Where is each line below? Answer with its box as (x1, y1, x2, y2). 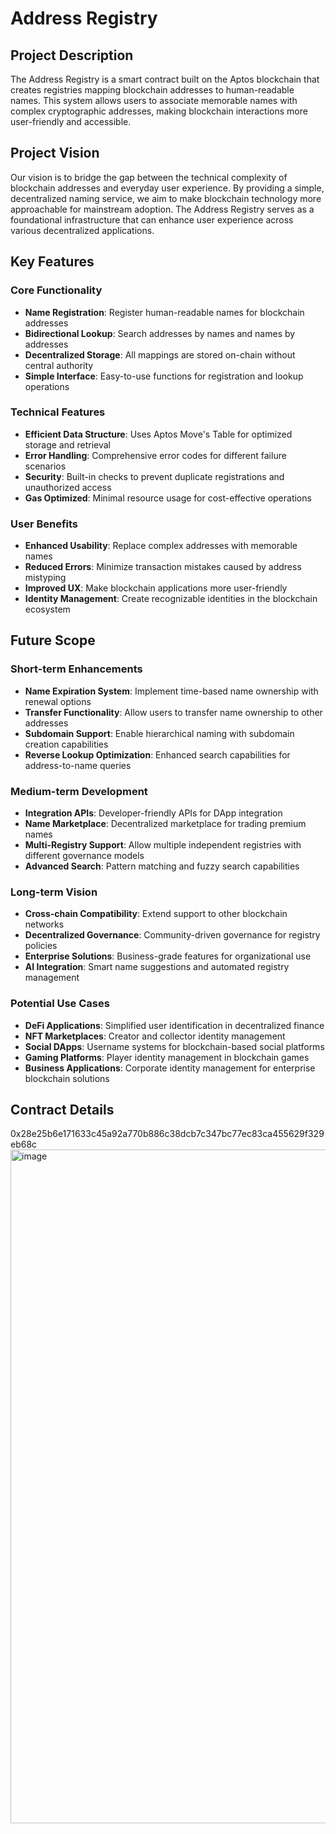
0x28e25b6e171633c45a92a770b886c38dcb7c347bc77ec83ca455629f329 (10, 1128, 325, 1140)
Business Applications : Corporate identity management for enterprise (24, 1062, 316, 1074)
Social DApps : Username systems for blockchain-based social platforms (24, 1040, 325, 1052)
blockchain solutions (24, 1072, 110, 1084)
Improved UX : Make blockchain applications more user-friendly (24, 582, 288, 594)
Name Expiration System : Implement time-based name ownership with (24, 685, 319, 697)
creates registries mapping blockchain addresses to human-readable (10, 84, 295, 96)
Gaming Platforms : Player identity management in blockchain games (24, 1051, 310, 1063)
